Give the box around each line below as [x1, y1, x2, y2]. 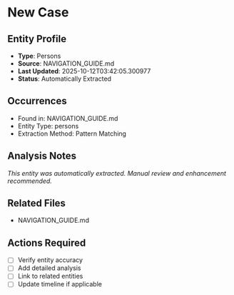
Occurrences [7, 95, 67, 107]
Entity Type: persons [17, 121, 79, 130]
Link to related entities [17, 272, 83, 281]
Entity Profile [7, 33, 66, 45]
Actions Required [7, 236, 86, 249]
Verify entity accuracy [17, 256, 83, 264]
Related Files [7, 197, 66, 209]
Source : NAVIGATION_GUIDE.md [17, 59, 115, 68]
